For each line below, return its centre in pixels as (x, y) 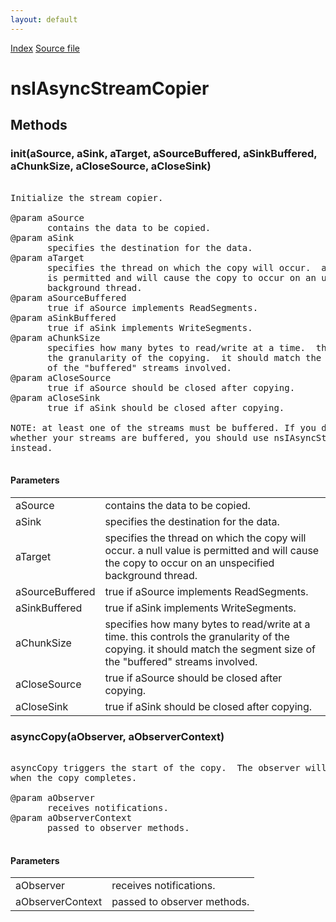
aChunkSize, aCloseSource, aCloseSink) (111, 166)
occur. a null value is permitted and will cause (212, 550)
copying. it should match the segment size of (210, 649)
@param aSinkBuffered (63, 317)
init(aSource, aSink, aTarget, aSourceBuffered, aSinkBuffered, (164, 154)
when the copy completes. (74, 777)
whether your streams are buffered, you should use (140, 437)
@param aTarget (47, 257)
